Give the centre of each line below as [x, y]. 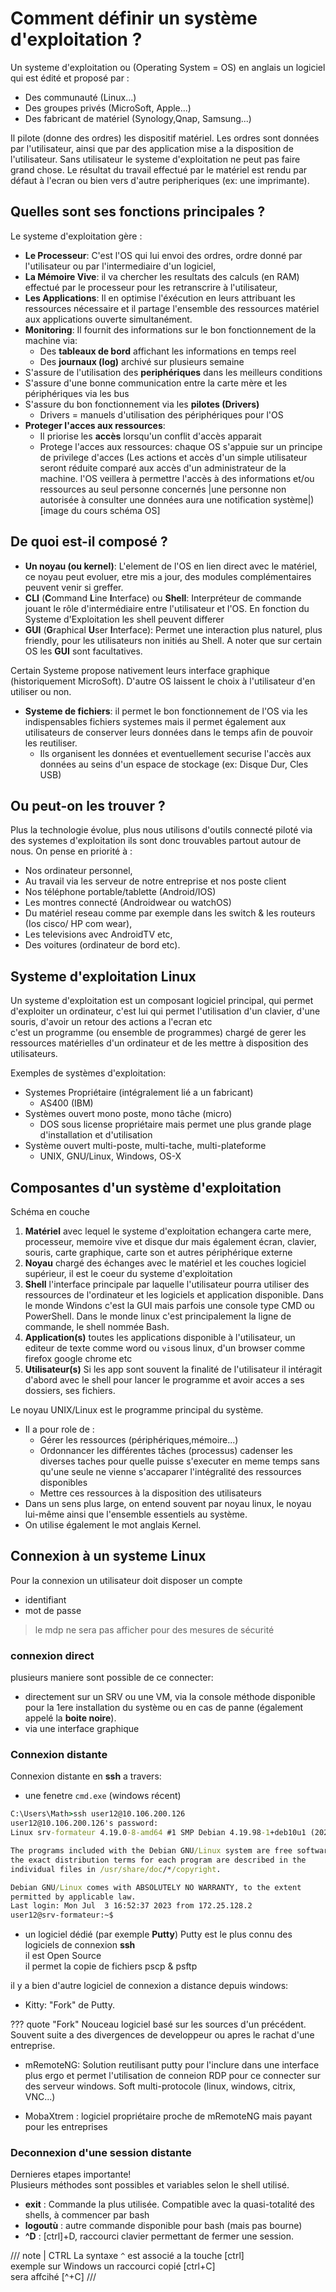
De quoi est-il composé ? [89, 542]
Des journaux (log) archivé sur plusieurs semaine [142, 361]
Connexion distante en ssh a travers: [86, 1776]
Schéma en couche [50, 1211]
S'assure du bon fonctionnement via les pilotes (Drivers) [142, 404]
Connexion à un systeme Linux [108, 1556]
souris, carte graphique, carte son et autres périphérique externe [158, 1252]
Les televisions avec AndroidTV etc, [98, 934]
